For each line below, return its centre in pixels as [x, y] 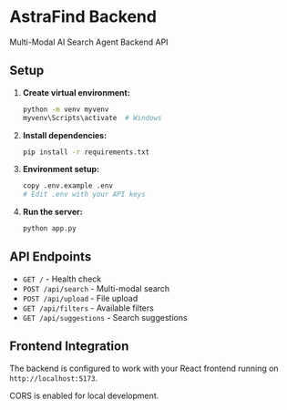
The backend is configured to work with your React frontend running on [144, 368]
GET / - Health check [62, 279]
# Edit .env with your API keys [84, 195]
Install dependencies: [65, 135]
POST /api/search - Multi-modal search [96, 288]
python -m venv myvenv [66, 109]
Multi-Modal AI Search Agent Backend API [89, 42]
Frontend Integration [69, 347]
